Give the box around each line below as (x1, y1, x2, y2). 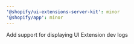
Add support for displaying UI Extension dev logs (6, 31, 129, 38)
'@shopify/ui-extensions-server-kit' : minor (6, 8, 120, 15)
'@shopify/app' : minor (6, 14, 63, 20)
